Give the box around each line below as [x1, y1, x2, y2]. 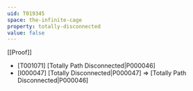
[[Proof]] [7, 48, 33, 57]
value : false [7, 29, 45, 37]
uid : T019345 [7, 10, 45, 17]
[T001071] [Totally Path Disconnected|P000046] [17, 61, 156, 70]
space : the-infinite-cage [7, 17, 82, 23]
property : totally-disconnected [7, 23, 101, 30]
